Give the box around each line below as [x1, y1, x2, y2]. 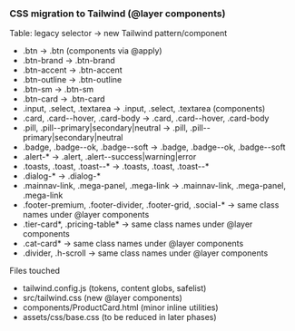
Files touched [9, 266, 61, 277]
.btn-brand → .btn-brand [22, 55, 115, 66]
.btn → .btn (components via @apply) [22, 45, 162, 56]
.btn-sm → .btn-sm [22, 84, 94, 95]
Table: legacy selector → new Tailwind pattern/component [9, 28, 228, 39]
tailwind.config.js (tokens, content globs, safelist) [22, 283, 207, 294]
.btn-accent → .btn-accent [22, 64, 123, 75]
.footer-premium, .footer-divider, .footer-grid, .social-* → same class [22, 200, 280, 210]
